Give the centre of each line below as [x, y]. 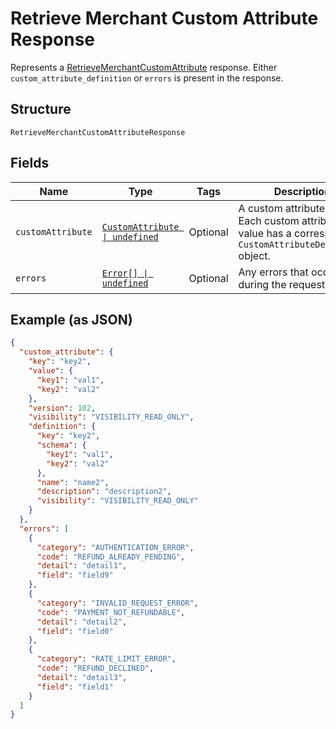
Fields [30, 163]
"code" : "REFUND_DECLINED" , [95, 668]
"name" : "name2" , [73, 482]
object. [254, 255]
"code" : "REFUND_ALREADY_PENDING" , [111, 557]
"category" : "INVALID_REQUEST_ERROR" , [117, 603]
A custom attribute [282, 208]
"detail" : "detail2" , [82, 622]
